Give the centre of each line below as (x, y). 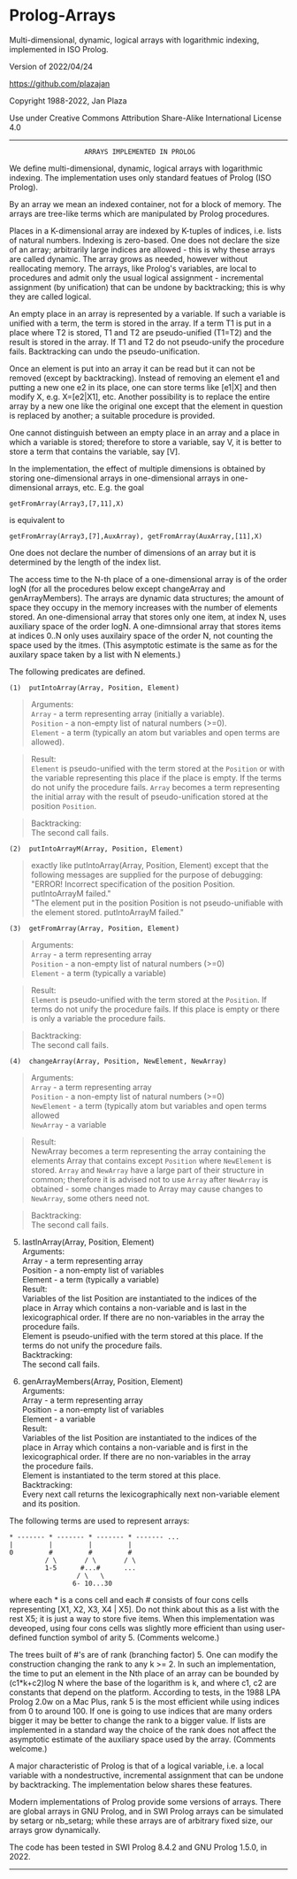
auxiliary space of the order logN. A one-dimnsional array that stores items (145, 626)
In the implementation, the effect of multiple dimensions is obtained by (137, 468)
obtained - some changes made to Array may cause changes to (147, 1189)
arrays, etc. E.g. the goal (99, 487)
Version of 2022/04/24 (51, 66)
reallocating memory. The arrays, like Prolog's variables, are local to (133, 268)
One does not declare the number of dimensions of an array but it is (133, 552)
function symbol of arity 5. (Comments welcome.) (129, 1637)
